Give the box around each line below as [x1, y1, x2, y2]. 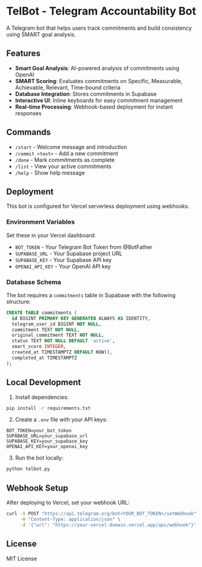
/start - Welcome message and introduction [15, 143, 127, 150]
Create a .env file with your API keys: [15, 416, 108, 423]
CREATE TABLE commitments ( [6, 309, 78, 316]
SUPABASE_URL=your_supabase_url [6, 433, 88, 439]
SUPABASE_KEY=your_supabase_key [6, 438, 88, 445]
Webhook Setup [6, 483, 69, 493]
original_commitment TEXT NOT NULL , [12, 332, 104, 338]
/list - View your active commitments [15, 163, 112, 170]
